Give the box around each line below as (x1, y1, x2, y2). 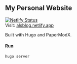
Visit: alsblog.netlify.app (5, 22, 54, 28)
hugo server (5, 54, 30, 59)
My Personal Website (5, 4, 73, 12)
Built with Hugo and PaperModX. (5, 32, 72, 37)
